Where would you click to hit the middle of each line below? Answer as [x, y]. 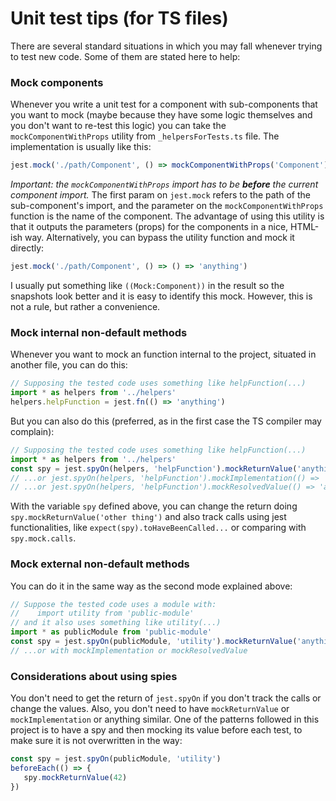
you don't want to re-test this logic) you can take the [118, 126]
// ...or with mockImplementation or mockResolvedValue [129, 650]
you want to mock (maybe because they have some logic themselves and [161, 115]
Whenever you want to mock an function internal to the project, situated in [163, 354]
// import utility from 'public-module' [102, 613]
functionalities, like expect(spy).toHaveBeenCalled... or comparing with [158, 528]
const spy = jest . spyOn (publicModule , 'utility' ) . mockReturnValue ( [154, 642]
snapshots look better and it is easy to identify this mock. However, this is [161, 296]
